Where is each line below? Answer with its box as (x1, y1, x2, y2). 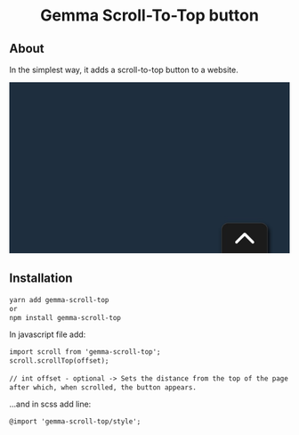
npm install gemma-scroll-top (9, 313, 122, 322)
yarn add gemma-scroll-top (9, 295, 109, 304)
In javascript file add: (9, 329, 86, 340)
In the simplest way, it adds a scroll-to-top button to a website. (9, 64, 238, 75)
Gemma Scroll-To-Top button (39, 5, 260, 26)
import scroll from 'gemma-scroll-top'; (9, 347, 162, 357)
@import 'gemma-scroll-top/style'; (9, 416, 141, 426)
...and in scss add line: (9, 398, 92, 409)
